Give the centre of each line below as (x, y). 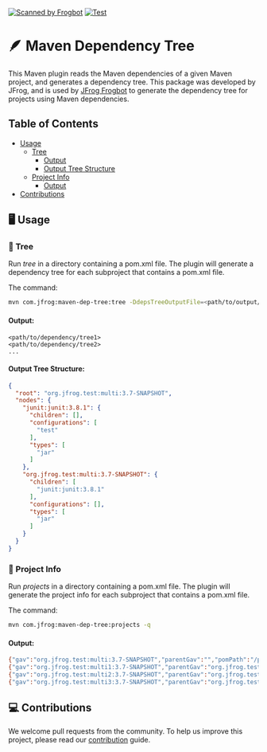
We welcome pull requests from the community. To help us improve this (126, 731)
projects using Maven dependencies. (69, 99)
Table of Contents (54, 124)
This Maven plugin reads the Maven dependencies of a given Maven (120, 73)
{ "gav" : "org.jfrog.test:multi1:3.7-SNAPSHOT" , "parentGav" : (108, 668)
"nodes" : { (33, 401)
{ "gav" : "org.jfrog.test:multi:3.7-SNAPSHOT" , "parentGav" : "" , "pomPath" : (129, 660)
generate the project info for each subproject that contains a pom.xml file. (129, 595)
